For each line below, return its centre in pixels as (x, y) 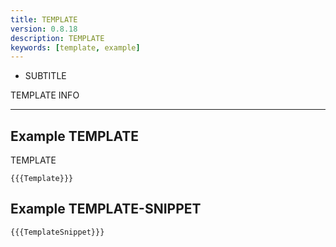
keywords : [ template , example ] (75, 47)
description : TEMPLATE (57, 38)
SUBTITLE (45, 76)
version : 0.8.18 (44, 29)
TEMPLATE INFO (45, 95)
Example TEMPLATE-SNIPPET (106, 209)
